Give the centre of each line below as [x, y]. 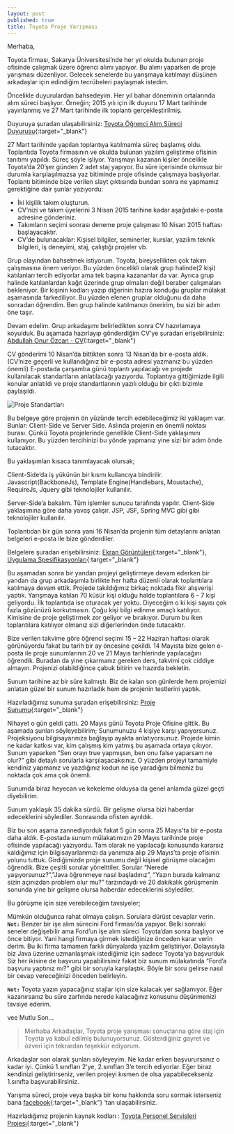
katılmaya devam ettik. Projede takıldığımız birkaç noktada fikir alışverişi [110, 588]
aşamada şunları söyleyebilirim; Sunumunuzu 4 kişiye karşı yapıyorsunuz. [112, 731]
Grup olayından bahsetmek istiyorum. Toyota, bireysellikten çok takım [107, 261]
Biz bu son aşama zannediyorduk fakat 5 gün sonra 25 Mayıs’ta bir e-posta [115, 830]
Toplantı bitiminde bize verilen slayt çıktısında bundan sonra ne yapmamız [113, 182]
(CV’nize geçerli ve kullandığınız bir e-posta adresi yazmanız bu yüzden [110, 362]
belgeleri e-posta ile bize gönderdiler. [61, 539]
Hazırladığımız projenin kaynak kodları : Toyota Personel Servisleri [102, 1116]
